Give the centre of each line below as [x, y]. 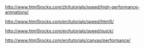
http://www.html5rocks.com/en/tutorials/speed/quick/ [59, 31]
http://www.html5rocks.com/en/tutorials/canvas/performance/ [68, 40]
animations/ [17, 12]
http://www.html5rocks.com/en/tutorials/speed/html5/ [59, 22]
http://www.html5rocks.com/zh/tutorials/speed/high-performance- [72, 7]
